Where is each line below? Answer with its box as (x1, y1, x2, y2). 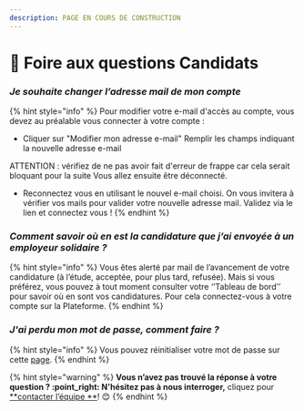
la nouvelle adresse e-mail (22, 143, 122, 154)
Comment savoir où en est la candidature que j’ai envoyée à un (9, 230, 295, 242)
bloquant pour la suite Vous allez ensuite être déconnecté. (9, 170, 228, 181)
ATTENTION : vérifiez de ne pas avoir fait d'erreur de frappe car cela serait (9, 160, 290, 171)
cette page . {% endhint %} (9, 354, 110, 365)
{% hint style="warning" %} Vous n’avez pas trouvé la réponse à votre (9, 371, 278, 383)
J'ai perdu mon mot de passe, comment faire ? (9, 324, 220, 336)
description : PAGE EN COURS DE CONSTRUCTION (9, 13, 181, 23)
